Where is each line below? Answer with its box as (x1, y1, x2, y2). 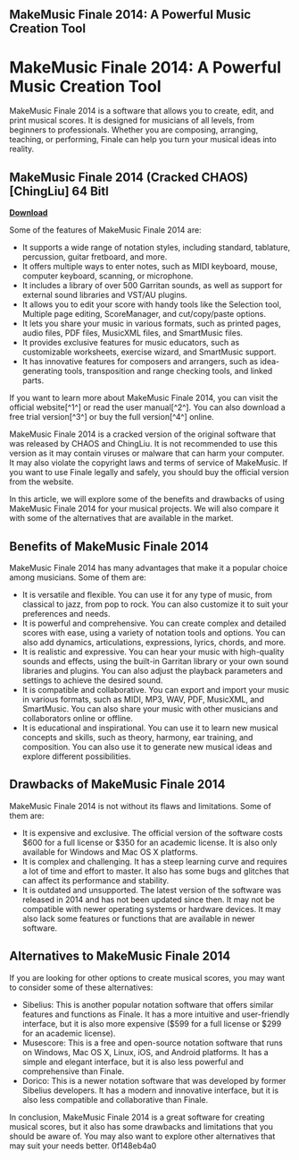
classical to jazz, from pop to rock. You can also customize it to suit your (21, 599, 288, 610)
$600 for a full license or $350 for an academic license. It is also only (21, 837, 278, 848)
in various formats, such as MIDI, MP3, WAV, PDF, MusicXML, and (21, 694, 265, 704)
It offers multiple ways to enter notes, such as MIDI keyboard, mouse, (21, 261, 278, 272)
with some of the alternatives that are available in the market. (9, 513, 234, 524)
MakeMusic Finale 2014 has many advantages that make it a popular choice (9, 562, 288, 573)
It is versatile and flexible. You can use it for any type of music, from (21, 589, 273, 600)
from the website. (9, 476, 74, 487)
